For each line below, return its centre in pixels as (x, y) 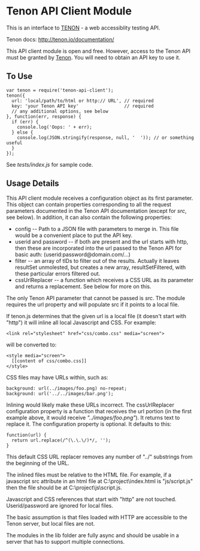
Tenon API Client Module (69, 11)
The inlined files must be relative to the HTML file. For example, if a (89, 475)
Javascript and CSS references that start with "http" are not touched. (91, 499)
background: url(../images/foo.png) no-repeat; (67, 388)
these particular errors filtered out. (57, 273)
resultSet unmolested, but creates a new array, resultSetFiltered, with (100, 267)
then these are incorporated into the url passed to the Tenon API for (99, 248)
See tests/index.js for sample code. (50, 164)
